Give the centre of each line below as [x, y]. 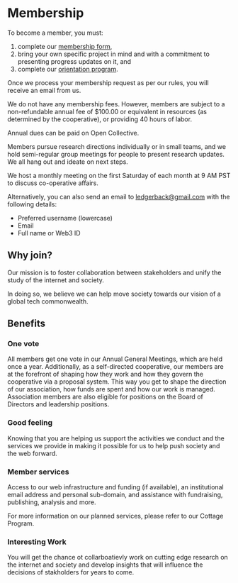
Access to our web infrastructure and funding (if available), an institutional [116, 487]
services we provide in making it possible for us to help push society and [114, 445]
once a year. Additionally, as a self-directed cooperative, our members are [116, 367]
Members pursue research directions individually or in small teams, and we [117, 146]
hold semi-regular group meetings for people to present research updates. [116, 154]
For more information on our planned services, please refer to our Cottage [115, 516]
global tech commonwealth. [48, 301]
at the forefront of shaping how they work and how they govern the [106, 374]
